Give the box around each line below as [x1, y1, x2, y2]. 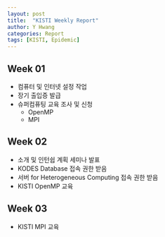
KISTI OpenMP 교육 [17, 181, 74, 190]
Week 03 [7, 202, 48, 215]
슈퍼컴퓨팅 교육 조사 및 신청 [17, 99, 93, 108]
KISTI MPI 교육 [17, 222, 60, 231]
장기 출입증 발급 [17, 91, 61, 99]
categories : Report [7, 30, 65, 37]
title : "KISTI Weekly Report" [7, 17, 99, 24]
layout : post [7, 10, 46, 18]
